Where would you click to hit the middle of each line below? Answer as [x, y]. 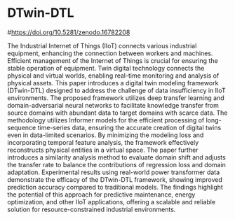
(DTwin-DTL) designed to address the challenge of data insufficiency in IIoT [116, 90]
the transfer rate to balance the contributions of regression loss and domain [117, 164]
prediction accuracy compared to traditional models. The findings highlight [115, 187]
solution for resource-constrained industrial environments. [92, 209]
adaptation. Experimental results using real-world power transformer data [114, 172]
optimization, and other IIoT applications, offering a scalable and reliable [112, 202]
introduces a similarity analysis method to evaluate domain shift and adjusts [116, 157]
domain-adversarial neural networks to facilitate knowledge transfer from [113, 105]
